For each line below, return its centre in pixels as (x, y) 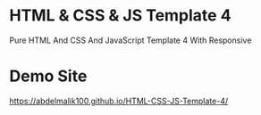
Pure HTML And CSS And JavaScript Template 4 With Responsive (130, 40)
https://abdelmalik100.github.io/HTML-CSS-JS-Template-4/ (119, 101)
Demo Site (48, 76)
